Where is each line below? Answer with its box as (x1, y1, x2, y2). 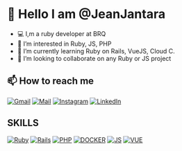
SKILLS (7, 117, 40, 129)
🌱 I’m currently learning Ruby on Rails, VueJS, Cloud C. (17, 46, 175, 55)
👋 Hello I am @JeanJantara (7, 6, 165, 22)
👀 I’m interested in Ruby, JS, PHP (17, 39, 112, 48)
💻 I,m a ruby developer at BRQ (17, 29, 106, 37)
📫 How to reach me (7, 75, 94, 87)
